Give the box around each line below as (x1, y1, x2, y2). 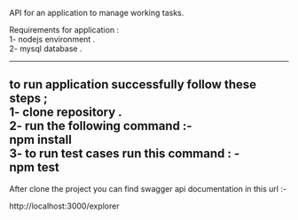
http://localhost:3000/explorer (9, 201, 120, 211)
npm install (9, 133, 73, 148)
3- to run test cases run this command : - (9, 146, 240, 162)
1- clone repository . (9, 105, 122, 120)
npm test (9, 160, 59, 175)
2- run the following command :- (9, 118, 192, 133)
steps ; (9, 91, 48, 106)
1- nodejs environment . (9, 34, 96, 44)
